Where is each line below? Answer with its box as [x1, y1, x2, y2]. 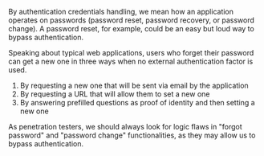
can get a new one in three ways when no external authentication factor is [8, 56, 254, 66]
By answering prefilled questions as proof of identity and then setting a [19, 98, 255, 107]
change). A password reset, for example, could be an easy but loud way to [8, 24, 254, 33]
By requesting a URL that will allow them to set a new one [19, 89, 210, 99]
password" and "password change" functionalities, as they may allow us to [8, 130, 256, 140]
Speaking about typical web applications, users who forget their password [8, 48, 254, 57]
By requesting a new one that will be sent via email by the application [19, 80, 249, 90]
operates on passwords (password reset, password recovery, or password [8, 15, 255, 25]
